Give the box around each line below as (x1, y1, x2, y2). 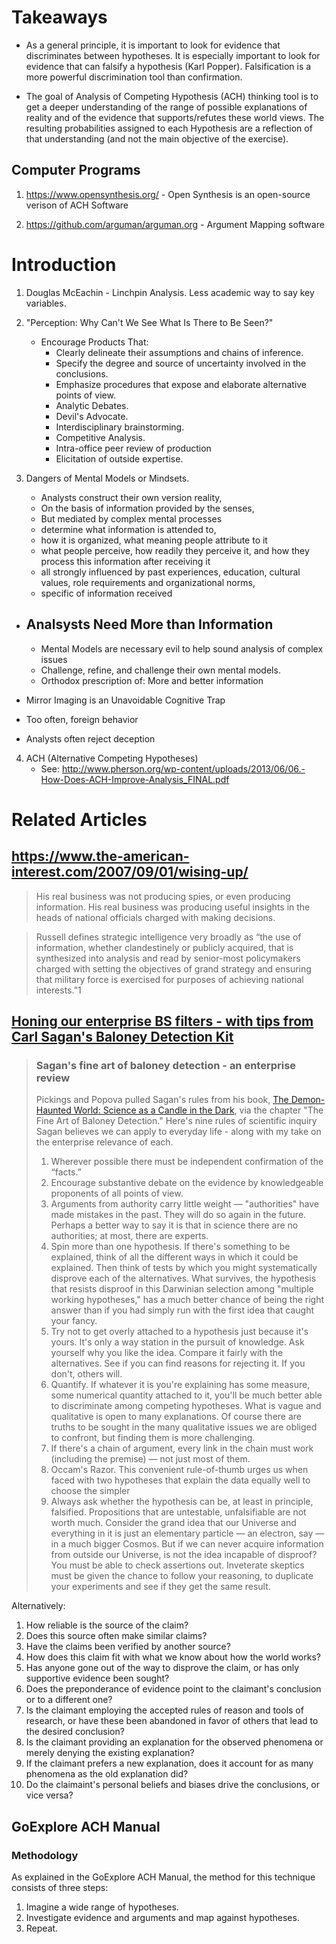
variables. (25, 297, 67, 309)
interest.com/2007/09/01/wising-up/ (11, 864, 249, 881)
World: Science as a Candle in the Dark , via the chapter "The (73, 1104, 324, 1116)
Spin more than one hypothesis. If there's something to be (50, 1241, 291, 1253)
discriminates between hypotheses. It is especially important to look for (25, 49, 321, 61)
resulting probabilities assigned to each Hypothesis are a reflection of (25, 122, 313, 134)
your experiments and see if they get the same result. (50, 1581, 271, 1593)
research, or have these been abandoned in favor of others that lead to (25, 1715, 319, 1727)
